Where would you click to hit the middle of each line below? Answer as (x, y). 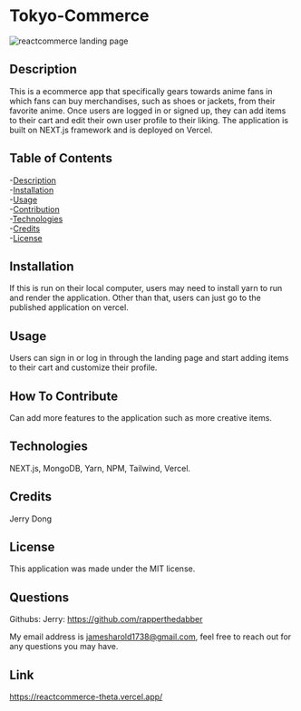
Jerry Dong (31, 519)
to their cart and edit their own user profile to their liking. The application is (149, 120)
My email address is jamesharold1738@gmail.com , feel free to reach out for (150, 637)
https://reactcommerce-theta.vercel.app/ (86, 697)
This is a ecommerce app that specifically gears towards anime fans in (141, 91)
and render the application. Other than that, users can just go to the (135, 298)
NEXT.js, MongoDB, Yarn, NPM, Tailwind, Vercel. (100, 468)
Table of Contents (61, 158)
